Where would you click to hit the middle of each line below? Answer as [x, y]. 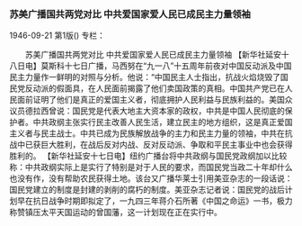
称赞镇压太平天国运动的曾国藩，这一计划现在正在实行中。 [115, 212]
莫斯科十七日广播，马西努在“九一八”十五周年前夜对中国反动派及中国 [166, 66]
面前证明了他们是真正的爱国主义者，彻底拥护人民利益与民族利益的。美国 [151, 100]
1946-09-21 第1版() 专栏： [58, 36]
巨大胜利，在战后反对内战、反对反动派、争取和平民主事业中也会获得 [166, 145]
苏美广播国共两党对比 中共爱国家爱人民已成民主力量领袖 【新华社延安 [153, 55]
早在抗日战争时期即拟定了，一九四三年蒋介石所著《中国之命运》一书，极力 [155, 201]
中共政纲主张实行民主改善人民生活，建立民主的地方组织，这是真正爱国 [163, 122]
